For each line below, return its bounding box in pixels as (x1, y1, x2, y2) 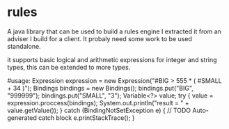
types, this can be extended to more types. (7, 63, 131, 71)
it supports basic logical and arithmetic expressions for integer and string (7, 55, 217, 63)
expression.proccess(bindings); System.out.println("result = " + (7, 98, 189, 107)
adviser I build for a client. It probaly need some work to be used (7, 34, 193, 43)
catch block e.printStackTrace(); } (38, 113, 135, 122)
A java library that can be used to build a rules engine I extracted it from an (7, 27, 221, 36)
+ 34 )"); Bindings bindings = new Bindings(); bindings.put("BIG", (7, 84, 194, 92)
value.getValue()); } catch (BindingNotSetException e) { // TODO (7, 106, 191, 114)
